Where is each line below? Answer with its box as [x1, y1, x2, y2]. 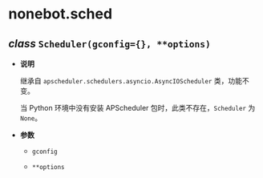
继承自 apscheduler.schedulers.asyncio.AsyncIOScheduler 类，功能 [19, 76, 243, 85]
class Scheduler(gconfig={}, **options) [8, 37, 211, 51]
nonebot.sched [8, 5, 113, 23]
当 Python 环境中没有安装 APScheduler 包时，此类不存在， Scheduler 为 [19, 103, 256, 112]
